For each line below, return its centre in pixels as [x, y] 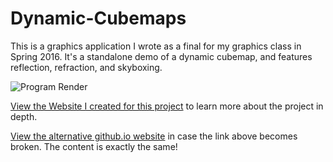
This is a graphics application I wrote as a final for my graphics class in [156, 46]
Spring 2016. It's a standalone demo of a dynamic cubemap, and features [161, 56]
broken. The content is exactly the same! [94, 146]
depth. [24, 116]
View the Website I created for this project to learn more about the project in [167, 106]
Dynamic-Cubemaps [98, 18]
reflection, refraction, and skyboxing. [86, 67]
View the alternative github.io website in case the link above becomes [154, 136]
